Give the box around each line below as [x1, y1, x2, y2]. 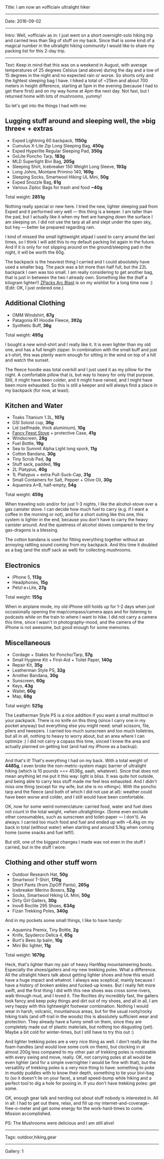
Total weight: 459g [5, 492, 43, 498]
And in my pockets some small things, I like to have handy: [5, 917, 123, 923]
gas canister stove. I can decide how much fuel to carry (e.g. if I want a [5, 507, 148, 512]
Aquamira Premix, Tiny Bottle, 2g [12, 927, 79, 933]
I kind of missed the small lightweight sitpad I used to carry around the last [5, 234, 155, 240]
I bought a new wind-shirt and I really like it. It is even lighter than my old [5, 341, 151, 347]
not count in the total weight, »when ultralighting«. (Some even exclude [5, 809, 148, 815]
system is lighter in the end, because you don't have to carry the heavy [5, 517, 148, 523]
